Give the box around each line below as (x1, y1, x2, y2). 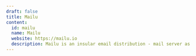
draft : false (6, 8, 38, 15)
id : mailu (11, 24, 35, 31)
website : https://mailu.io (11, 36, 77, 41)
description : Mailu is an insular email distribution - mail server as (11, 41, 191, 47)
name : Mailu (11, 30, 41, 36)
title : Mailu (6, 14, 38, 20)
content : (6, 19, 28, 25)
